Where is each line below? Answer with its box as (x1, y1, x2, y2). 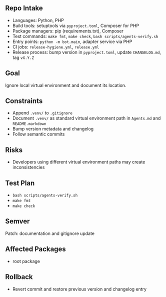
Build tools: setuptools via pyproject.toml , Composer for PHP (12, 22, 139, 28)
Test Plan (5, 178, 35, 187)
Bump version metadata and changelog (12, 126, 94, 132)
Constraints (5, 97, 43, 105)
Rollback (5, 272, 33, 281)
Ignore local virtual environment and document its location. (5, 82, 126, 88)
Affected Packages (5, 245, 66, 253)
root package (12, 258, 40, 264)
